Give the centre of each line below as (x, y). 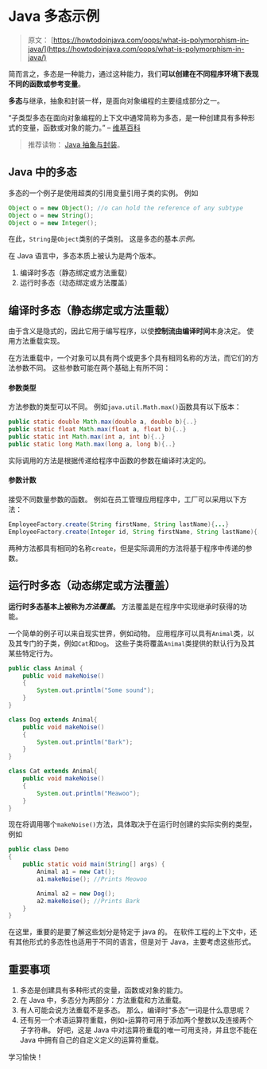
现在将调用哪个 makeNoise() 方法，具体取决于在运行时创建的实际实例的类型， (132, 824)
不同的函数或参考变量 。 (46, 84)
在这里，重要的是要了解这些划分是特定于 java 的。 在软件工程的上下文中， (129, 932)
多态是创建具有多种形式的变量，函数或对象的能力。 (103, 990)
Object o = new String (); (51, 215)
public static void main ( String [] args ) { (94, 865)
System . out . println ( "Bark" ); (85, 742)
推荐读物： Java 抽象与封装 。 (76, 144)
